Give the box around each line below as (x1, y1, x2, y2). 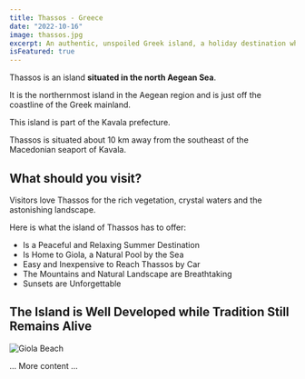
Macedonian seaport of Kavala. (9, 145, 127, 155)
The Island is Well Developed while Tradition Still (9, 304, 290, 320)
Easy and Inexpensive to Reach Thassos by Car (22, 258, 202, 269)
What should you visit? (9, 170, 143, 186)
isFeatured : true (9, 47, 75, 56)
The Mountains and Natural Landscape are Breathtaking (22, 268, 233, 279)
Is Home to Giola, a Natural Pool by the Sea (22, 249, 184, 260)
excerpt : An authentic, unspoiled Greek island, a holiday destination (9, 38, 286, 48)
